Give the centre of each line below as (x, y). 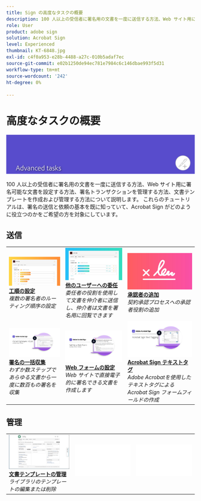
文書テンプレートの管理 (38, 474)
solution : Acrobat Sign (36, 38)
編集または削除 (37, 489)
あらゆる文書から (30, 377)
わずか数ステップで (32, 369)
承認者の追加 (144, 295)
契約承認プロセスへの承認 (159, 302)
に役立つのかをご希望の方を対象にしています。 (64, 214)
